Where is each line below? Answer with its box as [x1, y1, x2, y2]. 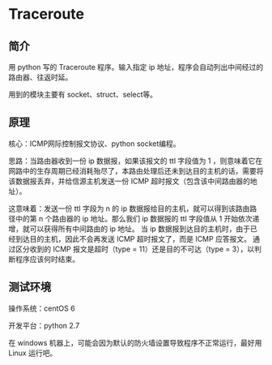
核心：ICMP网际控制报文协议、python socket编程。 [8, 139, 181, 148]
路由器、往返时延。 [8, 72, 73, 82]
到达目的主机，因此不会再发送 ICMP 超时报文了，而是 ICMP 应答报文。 [15, 234, 251, 243]
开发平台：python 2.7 [8, 320, 80, 330]
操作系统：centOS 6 [8, 303, 75, 313]
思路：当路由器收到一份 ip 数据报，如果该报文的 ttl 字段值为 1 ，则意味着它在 [8, 156, 263, 165]
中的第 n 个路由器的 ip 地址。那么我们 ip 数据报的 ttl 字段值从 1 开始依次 [15, 213, 253, 223]
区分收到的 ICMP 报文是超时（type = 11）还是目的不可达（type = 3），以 [15, 244, 255, 254]
